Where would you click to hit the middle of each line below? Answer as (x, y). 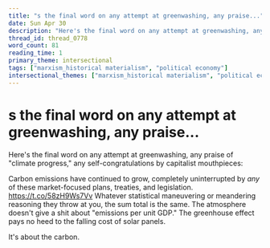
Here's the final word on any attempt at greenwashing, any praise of (121, 154)
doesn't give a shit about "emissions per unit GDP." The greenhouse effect (131, 213)
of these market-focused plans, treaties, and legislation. (101, 187)
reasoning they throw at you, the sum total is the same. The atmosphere (127, 204)
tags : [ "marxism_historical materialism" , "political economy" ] (118, 68)
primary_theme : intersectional (61, 61)
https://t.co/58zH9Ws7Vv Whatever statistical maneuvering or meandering (132, 195)
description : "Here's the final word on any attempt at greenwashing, (129, 30)
